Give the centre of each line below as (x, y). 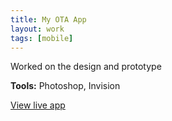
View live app (38, 105)
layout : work (37, 29)
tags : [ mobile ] (42, 38)
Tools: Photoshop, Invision (65, 86)
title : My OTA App (48, 19)
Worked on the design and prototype (86, 67)
